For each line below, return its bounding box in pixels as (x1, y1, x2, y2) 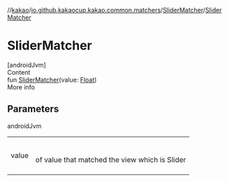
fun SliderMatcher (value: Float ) (7, 75, 97, 84)
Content (7, 68, 31, 76)
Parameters (7, 103, 59, 115)
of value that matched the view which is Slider (35, 155, 186, 165)
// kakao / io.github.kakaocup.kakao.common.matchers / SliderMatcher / (7, 6, 206, 14)
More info (7, 83, 36, 91)
